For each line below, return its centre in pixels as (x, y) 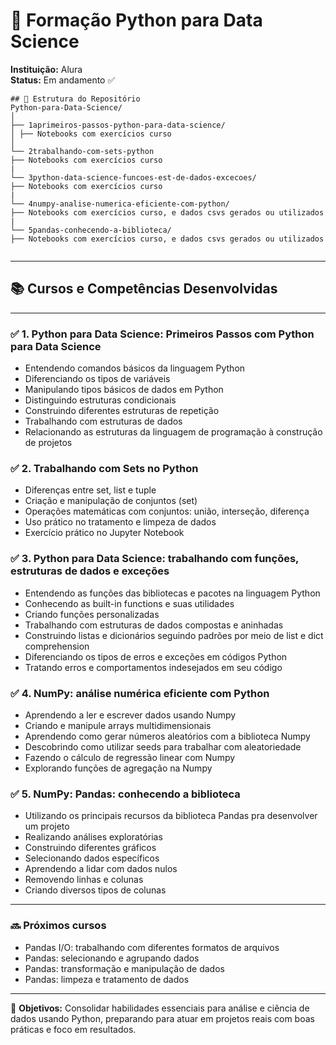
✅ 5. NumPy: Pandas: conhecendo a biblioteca (125, 794)
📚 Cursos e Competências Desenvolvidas (144, 289)
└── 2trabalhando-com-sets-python (82, 151)
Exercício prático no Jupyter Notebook (104, 533)
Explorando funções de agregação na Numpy (118, 768)
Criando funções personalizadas (92, 614)
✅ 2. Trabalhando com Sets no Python (104, 468)
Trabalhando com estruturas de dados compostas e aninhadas (154, 625)
